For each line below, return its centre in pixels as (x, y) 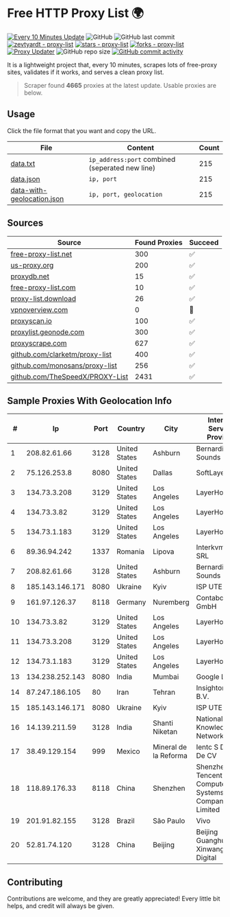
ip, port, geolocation (126, 194)
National (209, 719)
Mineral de (170, 747)
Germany (131, 602)
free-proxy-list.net (41, 254)
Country (131, 429)
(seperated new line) (122, 167)
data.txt (23, 163)
